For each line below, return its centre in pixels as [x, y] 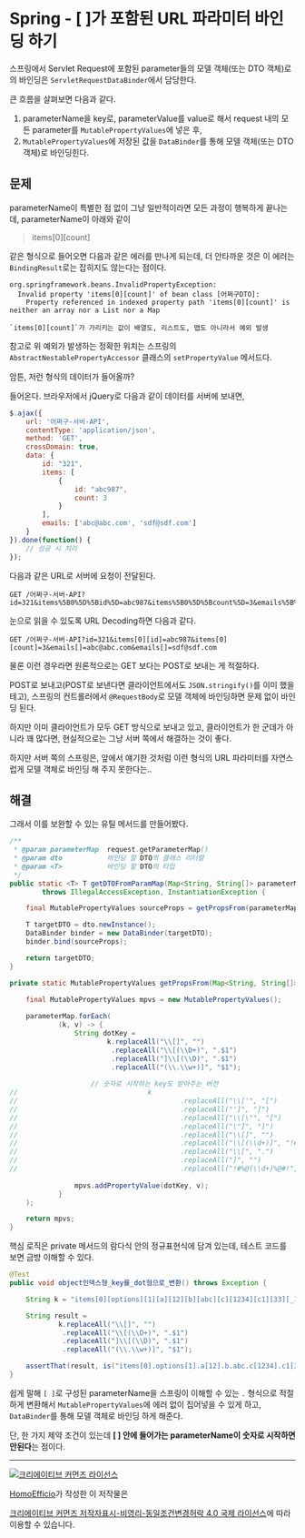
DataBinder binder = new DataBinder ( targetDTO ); [119, 934]
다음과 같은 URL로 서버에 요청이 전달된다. [83, 575]
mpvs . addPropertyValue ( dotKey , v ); [141, 1185]
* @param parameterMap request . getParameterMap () [111, 850]
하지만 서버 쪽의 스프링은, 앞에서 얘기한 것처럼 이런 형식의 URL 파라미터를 [139, 757]
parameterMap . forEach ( [69, 1017]
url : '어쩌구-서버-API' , [68, 421]
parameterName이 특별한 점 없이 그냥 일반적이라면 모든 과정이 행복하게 [137, 207]
